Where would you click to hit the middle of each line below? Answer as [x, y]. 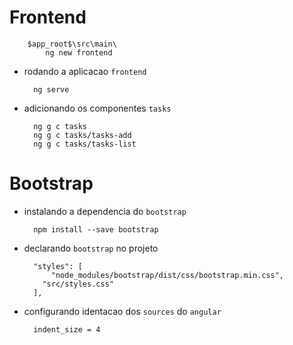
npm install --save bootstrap [96, 229]
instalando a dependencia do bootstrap [105, 211]
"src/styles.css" [78, 284]
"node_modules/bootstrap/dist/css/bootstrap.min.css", [167, 275]
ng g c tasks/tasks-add [82, 135]
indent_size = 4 [67, 329]
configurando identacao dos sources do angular [122, 311]
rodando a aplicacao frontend [85, 71]
